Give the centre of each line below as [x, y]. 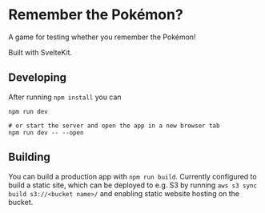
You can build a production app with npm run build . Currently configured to [133, 176]
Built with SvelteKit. [40, 52]
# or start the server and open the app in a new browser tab [114, 126]
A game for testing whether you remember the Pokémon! [102, 37]
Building [29, 157]
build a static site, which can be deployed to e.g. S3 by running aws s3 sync [133, 185]
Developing [37, 78]
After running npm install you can [65, 97]
